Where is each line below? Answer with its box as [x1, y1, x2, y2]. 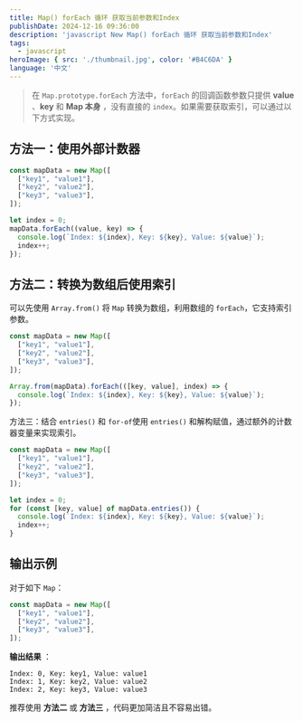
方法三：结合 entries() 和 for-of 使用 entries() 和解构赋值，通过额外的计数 [9, 416, 292, 427]
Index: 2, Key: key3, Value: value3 [9, 685, 147, 695]
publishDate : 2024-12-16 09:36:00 [9, 22, 140, 31]
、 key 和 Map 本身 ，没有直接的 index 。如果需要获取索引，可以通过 [31, 100, 284, 111]
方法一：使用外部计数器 [9, 141, 140, 157]
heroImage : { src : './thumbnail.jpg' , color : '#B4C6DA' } [9, 55, 232, 64]
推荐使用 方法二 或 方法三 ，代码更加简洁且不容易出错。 [9, 702, 217, 713]
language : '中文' [9, 64, 72, 73]
